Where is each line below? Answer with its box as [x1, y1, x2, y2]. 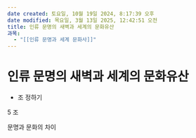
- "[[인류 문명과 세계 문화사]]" [13, 36, 97, 43]
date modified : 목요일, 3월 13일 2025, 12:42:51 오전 [7, 17, 158, 24]
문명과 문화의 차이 [7, 123, 56, 132]
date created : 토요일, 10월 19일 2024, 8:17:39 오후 [7, 10, 155, 18]
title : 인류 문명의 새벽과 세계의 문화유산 [7, 23, 115, 30]
